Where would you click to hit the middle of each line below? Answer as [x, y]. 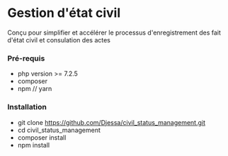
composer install [42, 137]
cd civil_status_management [59, 130]
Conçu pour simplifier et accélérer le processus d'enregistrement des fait [114, 32]
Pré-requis [26, 58]
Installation [27, 107]
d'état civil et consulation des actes [59, 40]
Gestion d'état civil [64, 13]
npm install [34, 145]
